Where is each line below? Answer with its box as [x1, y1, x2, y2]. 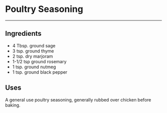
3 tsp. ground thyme [12, 48, 54, 54]
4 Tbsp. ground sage [12, 42, 56, 48]
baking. [5, 102, 21, 108]
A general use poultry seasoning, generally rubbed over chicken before [5, 97, 152, 103]
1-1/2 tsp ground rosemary [12, 58, 67, 64]
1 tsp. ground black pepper [12, 69, 68, 75]
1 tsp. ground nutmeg [12, 64, 56, 70]
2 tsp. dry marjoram [12, 53, 53, 59]
